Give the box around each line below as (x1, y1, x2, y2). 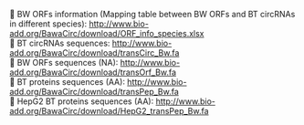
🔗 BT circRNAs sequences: (9, 37, 110, 48)
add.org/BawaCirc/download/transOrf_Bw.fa (9, 67, 176, 78)
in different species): (9, 18, 88, 29)
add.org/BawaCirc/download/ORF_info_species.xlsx (9, 28, 204, 38)
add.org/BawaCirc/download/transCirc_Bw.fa (9, 47, 180, 58)
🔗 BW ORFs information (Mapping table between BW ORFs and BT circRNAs (9, 9, 296, 19)
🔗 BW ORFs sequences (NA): (9, 57, 119, 68)
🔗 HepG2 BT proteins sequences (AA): (9, 96, 154, 107)
